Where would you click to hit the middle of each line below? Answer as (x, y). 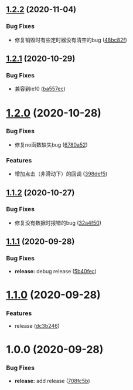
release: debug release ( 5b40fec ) (55, 271)
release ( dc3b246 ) (37, 326)
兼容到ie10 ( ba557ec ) (40, 89)
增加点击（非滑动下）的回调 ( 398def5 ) (61, 174)
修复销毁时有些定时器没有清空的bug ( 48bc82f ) (71, 40)
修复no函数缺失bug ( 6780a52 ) (51, 145)
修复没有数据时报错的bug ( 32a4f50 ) (58, 223)
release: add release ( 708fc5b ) (52, 381)
